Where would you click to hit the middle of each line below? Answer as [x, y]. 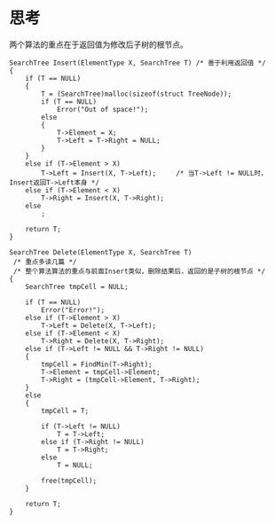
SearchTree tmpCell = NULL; [77, 286]
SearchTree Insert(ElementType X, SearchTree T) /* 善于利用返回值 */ [137, 63]
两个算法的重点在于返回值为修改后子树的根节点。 [98, 44]
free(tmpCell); [69, 481]
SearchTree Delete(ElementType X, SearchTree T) [101, 252]
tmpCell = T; [65, 411]
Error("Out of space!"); [102, 109]
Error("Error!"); [73, 310]
